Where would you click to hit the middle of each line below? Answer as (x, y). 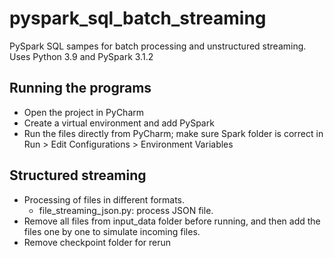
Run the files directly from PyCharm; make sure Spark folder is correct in (173, 133)
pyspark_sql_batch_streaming (138, 18)
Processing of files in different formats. (104, 199)
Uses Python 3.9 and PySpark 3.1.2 (81, 56)
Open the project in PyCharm (84, 112)
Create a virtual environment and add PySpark (119, 123)
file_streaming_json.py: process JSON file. (126, 210)
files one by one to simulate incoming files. (112, 231)
